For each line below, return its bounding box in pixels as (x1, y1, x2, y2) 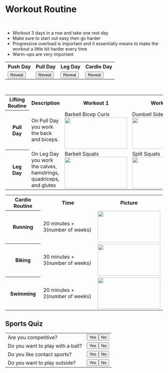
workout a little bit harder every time (12, 46, 87, 52)
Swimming (9, 290, 36, 297)
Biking (15, 257, 31, 264)
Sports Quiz (5, 319, 43, 328)
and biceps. (31, 136, 59, 143)
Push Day (7, 63, 31, 70)
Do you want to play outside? (7, 359, 76, 366)
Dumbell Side (132, 110, 163, 117)
